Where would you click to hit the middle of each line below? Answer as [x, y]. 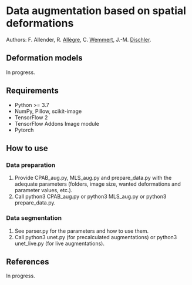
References [28, 262]
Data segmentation [34, 218]
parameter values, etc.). [43, 190]
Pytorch [24, 130]
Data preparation [31, 165]
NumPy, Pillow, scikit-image [48, 111]
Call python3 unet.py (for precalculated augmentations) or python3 [96, 237]
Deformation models [45, 58]
